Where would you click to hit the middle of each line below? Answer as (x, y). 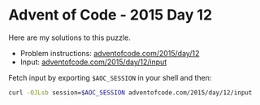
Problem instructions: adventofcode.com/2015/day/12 (110, 53)
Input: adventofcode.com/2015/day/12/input (93, 62)
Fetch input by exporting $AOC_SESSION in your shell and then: (110, 77)
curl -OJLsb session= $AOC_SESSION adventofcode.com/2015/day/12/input (130, 92)
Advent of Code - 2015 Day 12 (110, 15)
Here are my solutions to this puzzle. (70, 37)
